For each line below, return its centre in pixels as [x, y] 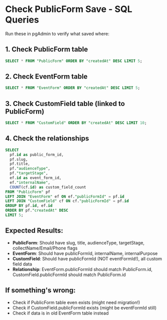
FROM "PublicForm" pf [28, 192]
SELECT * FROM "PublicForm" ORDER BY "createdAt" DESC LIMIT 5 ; [74, 61]
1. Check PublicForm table [47, 49]
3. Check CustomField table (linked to [65, 103]
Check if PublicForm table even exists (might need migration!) [76, 302]
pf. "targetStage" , [29, 173]
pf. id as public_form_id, [37, 154]
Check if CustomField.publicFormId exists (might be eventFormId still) [85, 307]
